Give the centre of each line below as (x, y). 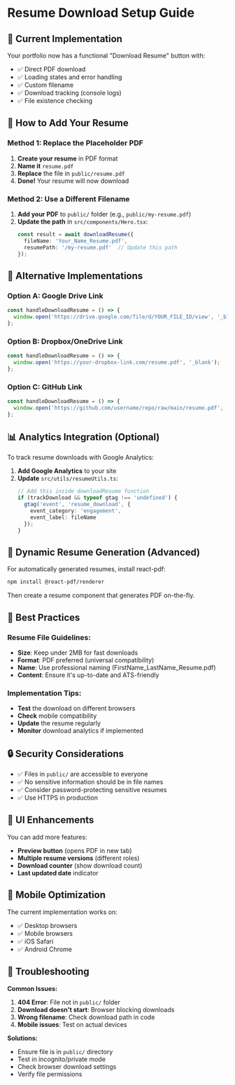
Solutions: (23, 1038)
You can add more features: (47, 837)
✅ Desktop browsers (47, 925)
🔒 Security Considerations (66, 754)
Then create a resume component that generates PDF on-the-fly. (101, 595)
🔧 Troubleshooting (48, 972)
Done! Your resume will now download (73, 181)
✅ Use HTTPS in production (57, 798)
